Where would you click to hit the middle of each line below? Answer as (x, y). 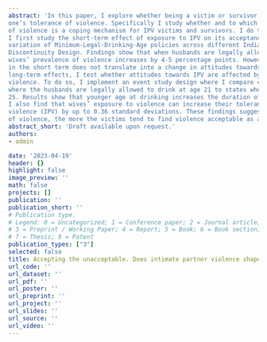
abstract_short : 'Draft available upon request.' (92, 126)
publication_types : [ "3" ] (51, 245)
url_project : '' (35, 304)
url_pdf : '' (28, 282)
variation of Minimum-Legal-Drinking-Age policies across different (124, 45)
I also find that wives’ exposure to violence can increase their (120, 104)
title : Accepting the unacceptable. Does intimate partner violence (124, 259)
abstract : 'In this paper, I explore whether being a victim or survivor (133, 16)
